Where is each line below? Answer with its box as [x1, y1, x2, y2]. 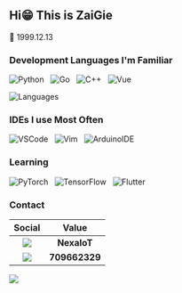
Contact [9, 199, 45, 211]
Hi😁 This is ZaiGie [9, 8, 113, 23]
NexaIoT [57, 237, 93, 248]
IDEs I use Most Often [9, 114, 104, 126]
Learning [9, 156, 49, 168]
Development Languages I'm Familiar [9, 53, 173, 66]
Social [13, 222, 41, 233]
